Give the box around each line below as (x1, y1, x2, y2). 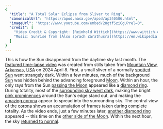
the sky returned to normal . (5, 118, 60, 124)
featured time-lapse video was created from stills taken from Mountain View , (5, 62, 158, 67)
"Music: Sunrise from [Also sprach (14, 34, 86, 39)
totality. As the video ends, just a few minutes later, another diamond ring (5, 108, 151, 114)
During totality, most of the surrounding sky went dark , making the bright (5, 87, 151, 93)
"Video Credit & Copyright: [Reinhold (14, 30, 92, 34)
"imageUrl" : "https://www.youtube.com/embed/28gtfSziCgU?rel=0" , (9, 20, 145, 26)
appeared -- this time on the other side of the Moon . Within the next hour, (5, 113, 152, 119)
